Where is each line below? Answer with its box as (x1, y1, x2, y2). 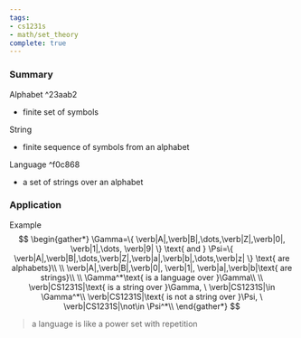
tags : (9, 13, 30, 23)
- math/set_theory (9, 30, 79, 39)
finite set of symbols (22, 106, 99, 117)
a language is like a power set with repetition (31, 318, 198, 329)
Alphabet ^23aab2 (9, 89, 78, 99)
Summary (9, 69, 54, 81)
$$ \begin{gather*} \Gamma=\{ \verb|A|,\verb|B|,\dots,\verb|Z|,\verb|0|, (17, 233, 287, 244)
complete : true (9, 38, 67, 48)
